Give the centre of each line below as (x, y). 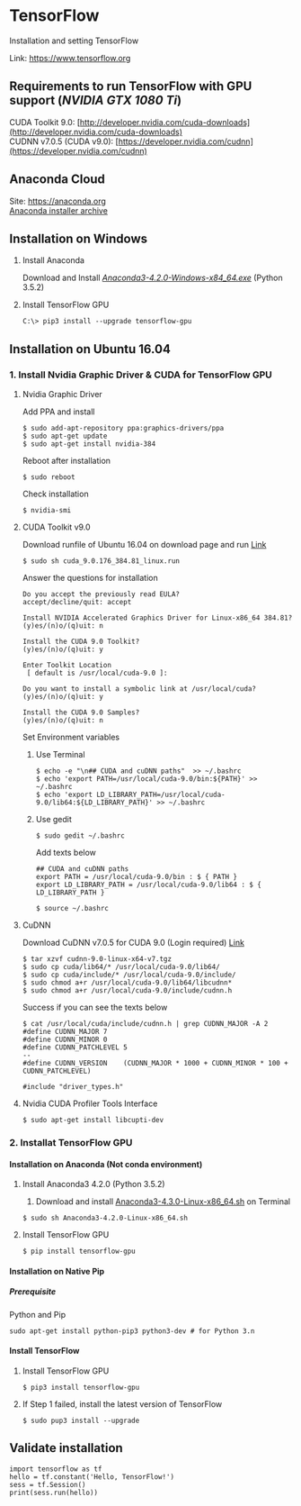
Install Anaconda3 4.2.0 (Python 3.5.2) (93, 1184)
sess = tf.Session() (48, 1484)
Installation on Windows (79, 238)
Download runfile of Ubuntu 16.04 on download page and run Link (144, 545)
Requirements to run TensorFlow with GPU (131, 86)
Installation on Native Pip (57, 1271)
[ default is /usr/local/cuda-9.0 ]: (97, 673)
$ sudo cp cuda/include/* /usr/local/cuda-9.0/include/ (129, 975)
